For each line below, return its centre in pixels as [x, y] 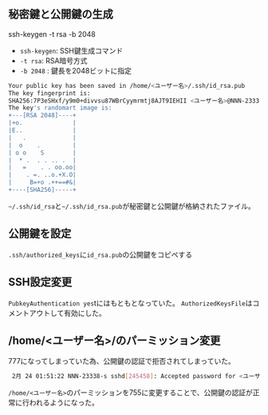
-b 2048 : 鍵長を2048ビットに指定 [75, 70]
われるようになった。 [64, 403]
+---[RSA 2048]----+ [43, 116]
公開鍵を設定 [40, 234]
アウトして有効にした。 [67, 313]
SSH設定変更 [40, 282]
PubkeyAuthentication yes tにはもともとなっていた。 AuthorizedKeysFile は [130, 303]
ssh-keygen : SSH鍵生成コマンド [71, 50]
